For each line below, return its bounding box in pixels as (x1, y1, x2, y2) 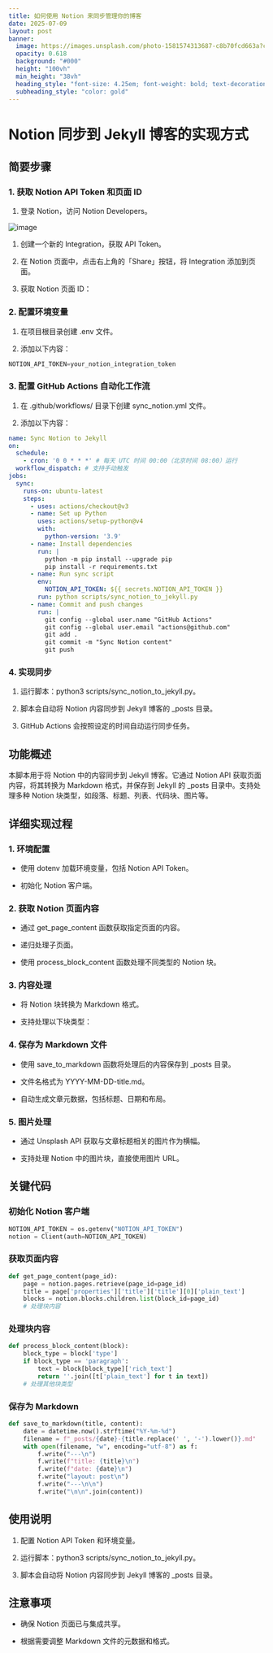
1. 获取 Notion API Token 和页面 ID (8, 186, 142, 198)
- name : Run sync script (29, 570, 115, 578)
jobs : (8, 472, 27, 481)
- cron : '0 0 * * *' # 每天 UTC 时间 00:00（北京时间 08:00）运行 (23, 457, 238, 465)
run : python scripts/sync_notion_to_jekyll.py (37, 593, 198, 602)
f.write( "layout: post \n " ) (37, 1472, 129, 1481)
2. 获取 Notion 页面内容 (8, 903, 100, 914)
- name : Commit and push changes (29, 600, 144, 608)
